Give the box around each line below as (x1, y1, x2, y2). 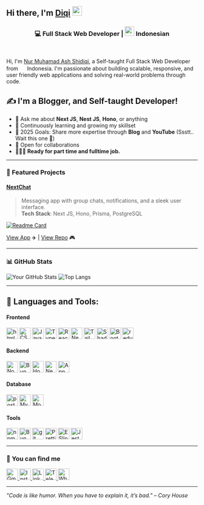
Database (6, 380, 32, 388)
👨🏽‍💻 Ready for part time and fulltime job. (15, 147, 120, 155)
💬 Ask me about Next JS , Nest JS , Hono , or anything (15, 115, 148, 122)
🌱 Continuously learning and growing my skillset (15, 122, 136, 129)
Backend (6, 347, 29, 354)
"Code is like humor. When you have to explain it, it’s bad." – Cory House (6, 492, 188, 499)
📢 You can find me (6, 455, 61, 463)
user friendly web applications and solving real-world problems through (6, 71, 186, 78)
